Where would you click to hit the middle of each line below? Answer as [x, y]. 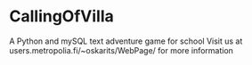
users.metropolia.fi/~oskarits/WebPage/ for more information [122, 50]
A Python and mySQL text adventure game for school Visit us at [126, 41]
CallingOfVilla [61, 16]
